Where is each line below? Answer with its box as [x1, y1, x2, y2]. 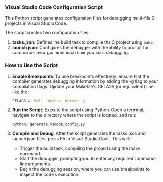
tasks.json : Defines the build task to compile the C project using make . [12, 39, 154, 45]
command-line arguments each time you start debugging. [12, 50, 129, 55]
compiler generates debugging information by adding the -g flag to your [12, 78, 158, 84]
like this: [12, 89, 29, 95]
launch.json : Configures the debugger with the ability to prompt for [12, 45, 149, 51]
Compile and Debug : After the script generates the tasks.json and [12, 130, 146, 136]
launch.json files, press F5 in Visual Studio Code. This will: [12, 136, 130, 142]
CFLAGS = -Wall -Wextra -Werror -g [12, 98, 85, 103]
